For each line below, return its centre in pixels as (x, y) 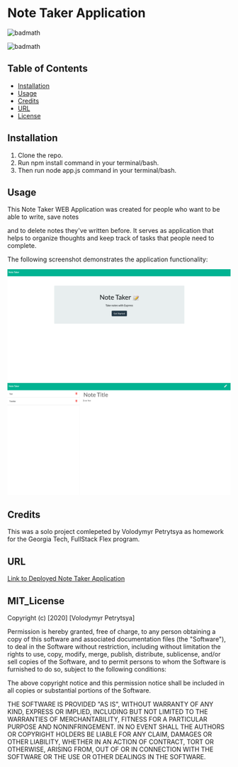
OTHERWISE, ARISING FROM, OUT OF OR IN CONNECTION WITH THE (110, 749)
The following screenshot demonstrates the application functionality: (108, 259)
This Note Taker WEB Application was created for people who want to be (114, 210)
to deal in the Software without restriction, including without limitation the (114, 647)
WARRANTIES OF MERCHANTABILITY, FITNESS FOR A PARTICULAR (107, 720)
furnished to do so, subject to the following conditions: (87, 669)
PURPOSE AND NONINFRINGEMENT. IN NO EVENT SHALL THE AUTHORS (116, 727)
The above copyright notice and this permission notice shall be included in (116, 683)
